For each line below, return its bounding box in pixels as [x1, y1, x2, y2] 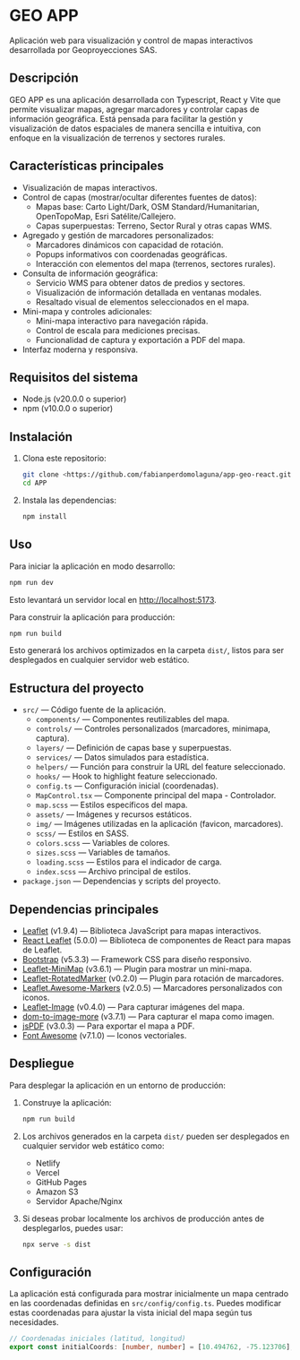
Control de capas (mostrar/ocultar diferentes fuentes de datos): [21, 192, 257, 202]
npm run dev [9, 578, 54, 587]
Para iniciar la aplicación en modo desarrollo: [9, 561, 176, 572]
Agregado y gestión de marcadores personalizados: [21, 229, 215, 240]
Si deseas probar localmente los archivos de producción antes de [21, 1213, 265, 1224]
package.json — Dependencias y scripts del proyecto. [21, 875, 221, 887]
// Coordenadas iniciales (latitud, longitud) [9, 1334, 186, 1344]
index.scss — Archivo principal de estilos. [35, 866, 191, 877]
